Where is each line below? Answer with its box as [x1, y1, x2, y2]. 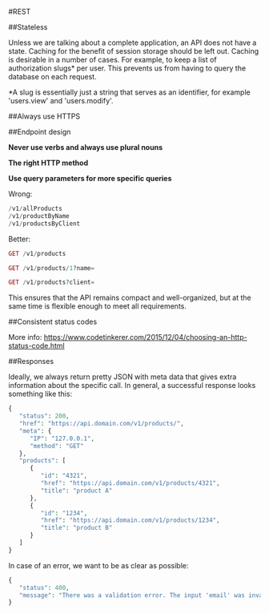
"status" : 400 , [18, 584, 70, 592]
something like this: [8, 389, 73, 399]
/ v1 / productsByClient [8, 220, 81, 228]
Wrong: [8, 189, 33, 199]
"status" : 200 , [18, 412, 70, 420]
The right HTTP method [8, 158, 89, 168]
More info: [8, 333, 42, 342]
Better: [8, 234, 30, 244]
